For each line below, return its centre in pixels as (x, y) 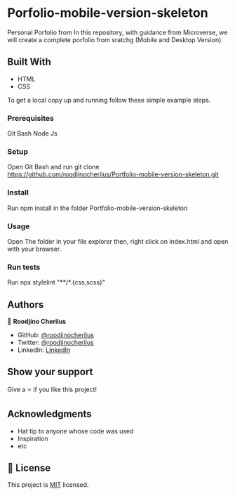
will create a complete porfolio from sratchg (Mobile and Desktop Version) (114, 39)
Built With (29, 62)
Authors (26, 305)
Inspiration (33, 438)
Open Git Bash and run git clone (53, 167)
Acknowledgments (50, 414)
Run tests (24, 267)
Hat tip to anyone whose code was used (75, 431)
